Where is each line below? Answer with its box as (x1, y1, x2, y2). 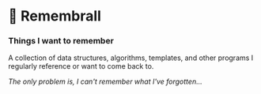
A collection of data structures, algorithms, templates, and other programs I (8, 53, 254, 62)
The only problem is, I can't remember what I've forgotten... (8, 77, 203, 86)
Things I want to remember (8, 36, 115, 47)
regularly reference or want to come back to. (8, 62, 154, 71)
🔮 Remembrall (8, 7, 101, 25)
